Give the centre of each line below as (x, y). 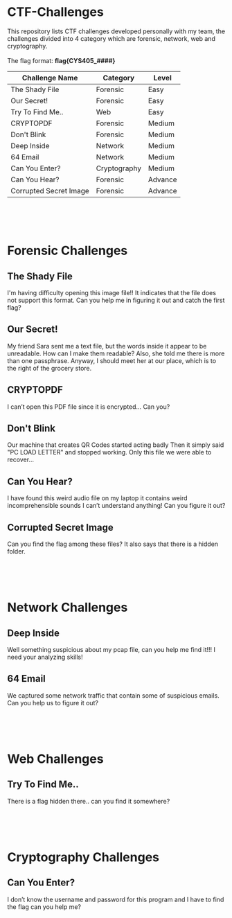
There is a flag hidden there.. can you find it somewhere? (89, 801)
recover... (21, 460)
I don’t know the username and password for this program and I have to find (116, 899)
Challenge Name (50, 78)
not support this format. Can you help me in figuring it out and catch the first (116, 300)
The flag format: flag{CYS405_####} (61, 60)
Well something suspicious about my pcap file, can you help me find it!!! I (111, 650)
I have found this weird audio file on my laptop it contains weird (98, 498)
